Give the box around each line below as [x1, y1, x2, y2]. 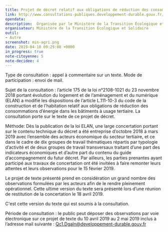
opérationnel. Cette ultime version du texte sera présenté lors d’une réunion [5, 186, 161, 192]
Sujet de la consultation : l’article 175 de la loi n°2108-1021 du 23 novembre [5, 87, 159, 93]
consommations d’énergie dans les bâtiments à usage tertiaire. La [5, 108, 141, 114]
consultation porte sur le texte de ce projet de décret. [5, 113, 115, 120]
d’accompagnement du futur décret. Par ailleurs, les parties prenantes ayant [5, 155, 162, 161]
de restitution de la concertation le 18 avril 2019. [5, 191, 104, 197]
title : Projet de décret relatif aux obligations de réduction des [5, 7, 149, 12]
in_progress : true [5, 49, 43, 54]
